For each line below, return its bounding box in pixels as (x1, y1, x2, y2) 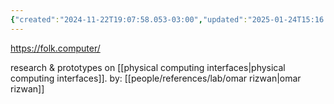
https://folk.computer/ (10, 42, 101, 54)
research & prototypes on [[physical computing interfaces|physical (10, 61, 286, 73)
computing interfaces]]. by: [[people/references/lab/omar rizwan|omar (10, 72, 302, 84)
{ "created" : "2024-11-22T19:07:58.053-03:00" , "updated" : (10, 14, 248, 25)
